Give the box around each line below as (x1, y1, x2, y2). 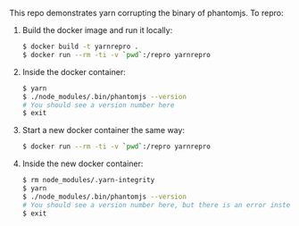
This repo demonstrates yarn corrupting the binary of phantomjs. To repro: (9, 8, 284, 18)
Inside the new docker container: (21, 158, 144, 169)
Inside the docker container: (21, 66, 127, 77)
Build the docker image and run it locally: (21, 25, 173, 35)
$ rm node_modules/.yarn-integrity (21, 176, 155, 185)
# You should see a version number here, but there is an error (21, 200, 267, 209)
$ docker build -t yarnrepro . (21, 42, 139, 51)
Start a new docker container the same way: (21, 125, 186, 136)
